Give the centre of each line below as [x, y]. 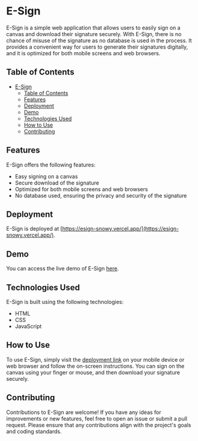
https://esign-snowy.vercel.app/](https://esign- [121, 229]
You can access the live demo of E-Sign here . [62, 269]
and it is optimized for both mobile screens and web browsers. [83, 53]
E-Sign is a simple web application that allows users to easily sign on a [94, 28]
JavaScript [28, 326]
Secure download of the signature [57, 183]
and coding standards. [34, 431]
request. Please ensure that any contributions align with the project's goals [99, 425]
